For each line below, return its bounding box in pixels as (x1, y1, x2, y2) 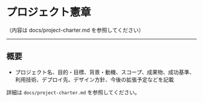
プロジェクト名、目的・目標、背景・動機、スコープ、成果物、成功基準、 (14, 68, 195, 76)
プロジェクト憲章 (6, 5, 92, 19)
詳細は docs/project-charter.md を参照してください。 (6, 88, 140, 96)
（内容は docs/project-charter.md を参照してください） (6, 26, 144, 34)
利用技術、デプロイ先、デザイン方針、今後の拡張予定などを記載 (14, 76, 174, 83)
